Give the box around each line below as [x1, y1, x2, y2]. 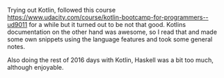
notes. [7, 43, 26, 50]
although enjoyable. [7, 64, 64, 71]
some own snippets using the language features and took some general [7, 35, 213, 43]
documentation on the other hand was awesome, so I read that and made [7, 28, 218, 36]
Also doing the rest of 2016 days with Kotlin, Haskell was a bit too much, [7, 56, 214, 64]
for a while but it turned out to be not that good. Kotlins [29, 21, 186, 28]
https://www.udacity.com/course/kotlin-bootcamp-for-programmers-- [7, 13, 209, 21]
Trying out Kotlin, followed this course [7, 6, 116, 14]
